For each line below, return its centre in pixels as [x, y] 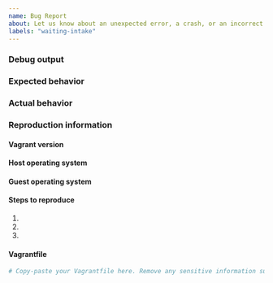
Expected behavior [47, 81]
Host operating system [48, 163]
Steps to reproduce [41, 200]
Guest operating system [50, 181]
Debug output [36, 59]
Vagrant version [36, 144]
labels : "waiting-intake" [52, 31]
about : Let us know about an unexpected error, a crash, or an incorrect [136, 24]
